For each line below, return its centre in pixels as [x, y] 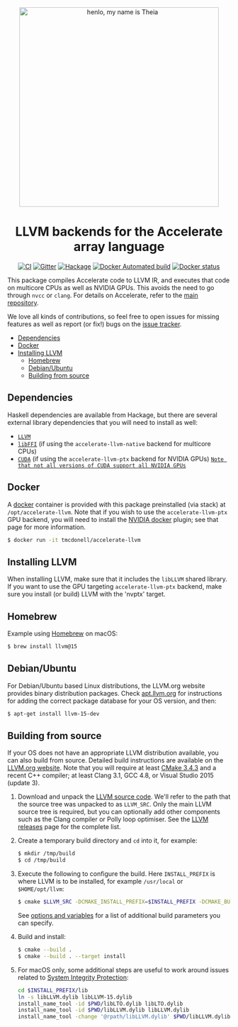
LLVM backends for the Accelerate [119, 232]
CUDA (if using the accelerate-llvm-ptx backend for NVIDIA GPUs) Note [121, 459]
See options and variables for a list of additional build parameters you [119, 916]
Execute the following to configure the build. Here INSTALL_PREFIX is [117, 874]
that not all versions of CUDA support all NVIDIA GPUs [102, 465]
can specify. [35, 923]
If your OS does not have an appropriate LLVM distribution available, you [113, 753]
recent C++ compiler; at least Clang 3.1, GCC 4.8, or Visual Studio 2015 [110, 775]
